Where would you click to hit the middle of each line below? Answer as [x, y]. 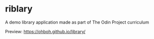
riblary [19, 9]
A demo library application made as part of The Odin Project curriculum [77, 22]
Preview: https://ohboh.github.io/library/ [45, 31]
